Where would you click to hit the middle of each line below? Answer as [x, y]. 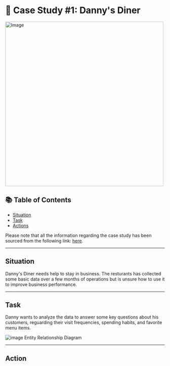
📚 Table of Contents [38, 200]
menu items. [18, 328]
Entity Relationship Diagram [53, 338]
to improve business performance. [41, 284]
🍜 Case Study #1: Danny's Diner [73, 10]
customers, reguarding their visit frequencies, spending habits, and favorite [84, 322]
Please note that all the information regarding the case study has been [78, 235]
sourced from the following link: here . [44, 240]
